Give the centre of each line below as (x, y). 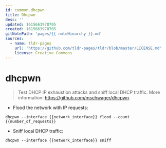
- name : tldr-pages (31, 44)
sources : (15, 39)
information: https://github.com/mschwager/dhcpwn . (74, 98)
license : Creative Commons (43, 53)
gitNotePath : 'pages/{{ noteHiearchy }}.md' (54, 34)
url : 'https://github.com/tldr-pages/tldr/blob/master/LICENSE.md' (88, 48)
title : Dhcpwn (21, 15)
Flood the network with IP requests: (50, 108)
